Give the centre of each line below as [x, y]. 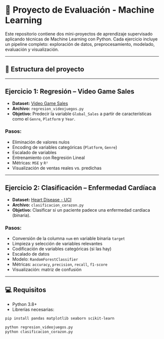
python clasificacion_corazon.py [39, 332]
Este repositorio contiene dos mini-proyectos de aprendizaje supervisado [79, 34]
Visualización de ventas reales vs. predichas [57, 168]
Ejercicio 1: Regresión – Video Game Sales [70, 91]
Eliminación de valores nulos [41, 142]
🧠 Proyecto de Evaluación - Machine [80, 10]
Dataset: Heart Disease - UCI [42, 199]
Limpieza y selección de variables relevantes [57, 243]
